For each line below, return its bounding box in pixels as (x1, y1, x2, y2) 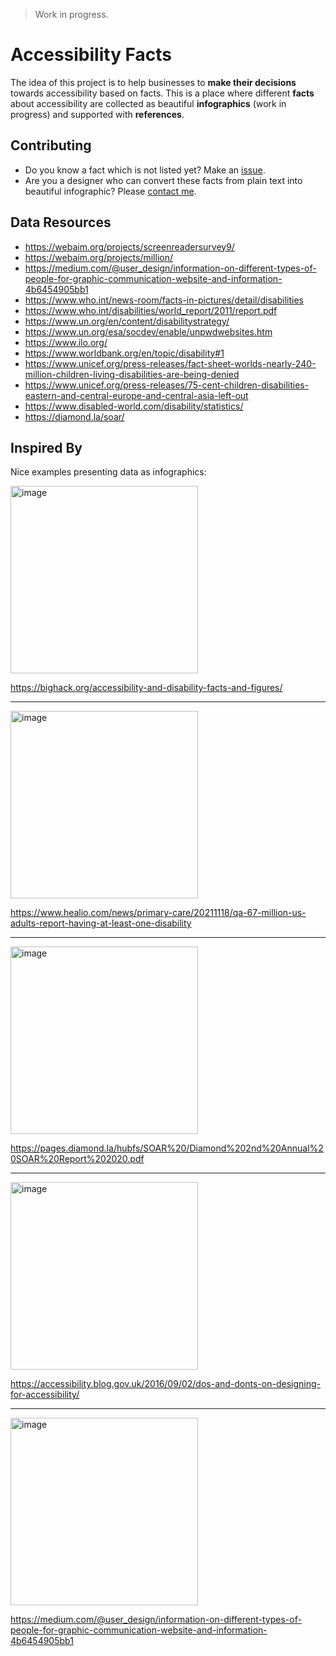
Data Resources (10, 214, 112, 231)
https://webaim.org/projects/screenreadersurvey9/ (24, 240, 235, 253)
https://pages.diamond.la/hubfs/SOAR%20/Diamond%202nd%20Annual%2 (10, 1142, 324, 1154)
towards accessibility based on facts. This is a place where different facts (10, 87, 315, 99)
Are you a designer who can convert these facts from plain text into (24, 174, 303, 186)
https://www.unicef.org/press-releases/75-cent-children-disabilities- (24, 379, 310, 391)
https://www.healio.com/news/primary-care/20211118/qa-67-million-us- (10, 907, 307, 919)
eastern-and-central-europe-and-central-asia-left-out (24, 389, 249, 401)
